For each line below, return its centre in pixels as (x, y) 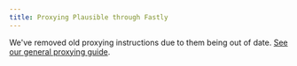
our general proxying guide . (60, 51)
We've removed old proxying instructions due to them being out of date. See (148, 42)
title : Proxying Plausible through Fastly (89, 17)
